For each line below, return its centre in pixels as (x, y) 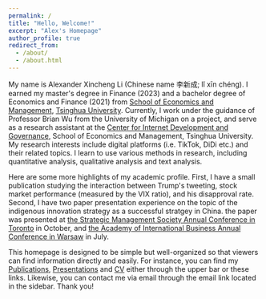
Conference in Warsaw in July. (59, 236)
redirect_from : (34, 46)
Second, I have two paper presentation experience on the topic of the (123, 202)
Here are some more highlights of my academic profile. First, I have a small (132, 176)
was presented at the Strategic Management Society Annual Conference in (132, 219)
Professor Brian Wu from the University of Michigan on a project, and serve (133, 119)
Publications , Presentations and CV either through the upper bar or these (129, 269)
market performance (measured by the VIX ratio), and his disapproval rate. (131, 194)
